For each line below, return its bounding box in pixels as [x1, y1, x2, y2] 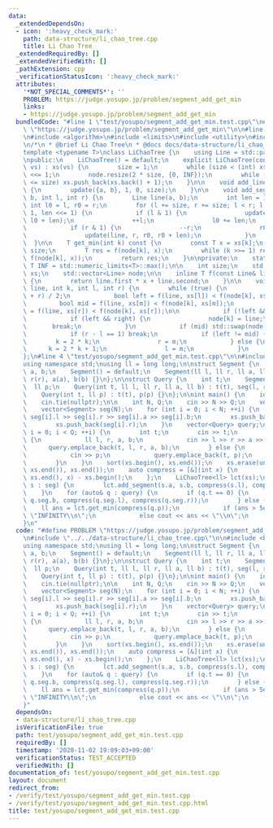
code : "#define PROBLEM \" [15, 527, 107, 535]
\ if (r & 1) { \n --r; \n [23, 224, 201, 232]
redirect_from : [8, 784, 60, 792]
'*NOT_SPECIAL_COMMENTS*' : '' [23, 87, 126, 96]
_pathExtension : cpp [15, 65, 85, 73]
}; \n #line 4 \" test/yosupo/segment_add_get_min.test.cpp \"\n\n [23, 353, 242, 361]
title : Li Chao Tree [23, 42, 93, 50]
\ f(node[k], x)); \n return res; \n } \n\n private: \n [23, 254, 238, 262]
